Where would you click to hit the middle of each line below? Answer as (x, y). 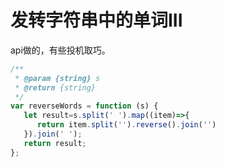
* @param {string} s (57, 78)
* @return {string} (55, 87)
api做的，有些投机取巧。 (60, 50)
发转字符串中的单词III (96, 20)
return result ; (55, 143)
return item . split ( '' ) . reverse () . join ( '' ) (126, 125)
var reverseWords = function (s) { (84, 106)
